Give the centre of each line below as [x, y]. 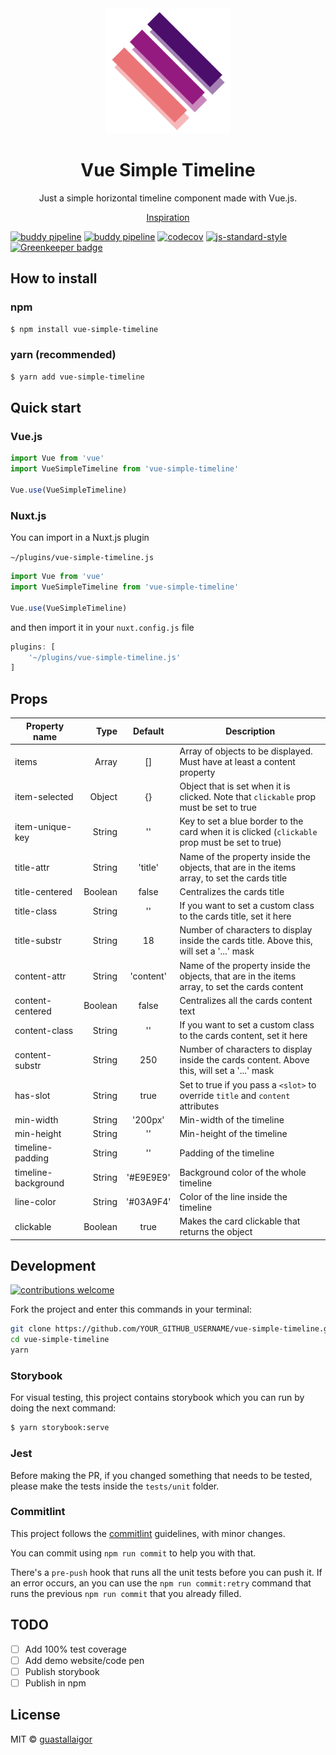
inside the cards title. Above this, [246, 941]
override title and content [235, 1095]
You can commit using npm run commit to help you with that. [133, 1553]
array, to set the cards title [233, 878]
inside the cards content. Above [244, 1060]
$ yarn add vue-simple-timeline [77, 377]
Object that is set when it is [235, 786]
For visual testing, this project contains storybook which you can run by [157, 1398]
